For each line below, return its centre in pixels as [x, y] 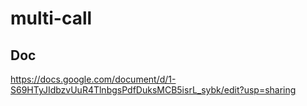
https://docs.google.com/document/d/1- [93, 79]
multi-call [51, 18]
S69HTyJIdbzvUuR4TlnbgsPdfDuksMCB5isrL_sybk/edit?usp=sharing [153, 90]
